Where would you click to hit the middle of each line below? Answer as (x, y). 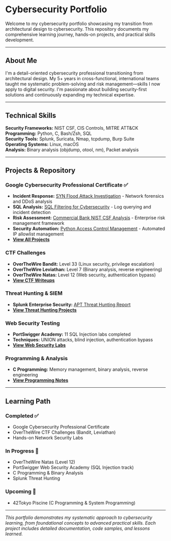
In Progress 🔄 (22, 451)
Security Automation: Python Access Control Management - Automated (89, 229)
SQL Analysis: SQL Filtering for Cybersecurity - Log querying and (82, 207)
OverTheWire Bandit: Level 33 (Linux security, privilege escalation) (83, 264)
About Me (21, 61)
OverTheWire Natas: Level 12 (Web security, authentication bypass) (84, 275)
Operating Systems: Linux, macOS (42, 144)
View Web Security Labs (39, 345)
